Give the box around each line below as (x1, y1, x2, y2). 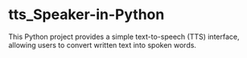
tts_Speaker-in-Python (8, 6, 165, 24)
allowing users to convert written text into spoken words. (8, 40, 197, 49)
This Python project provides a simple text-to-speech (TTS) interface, (8, 32, 240, 41)
